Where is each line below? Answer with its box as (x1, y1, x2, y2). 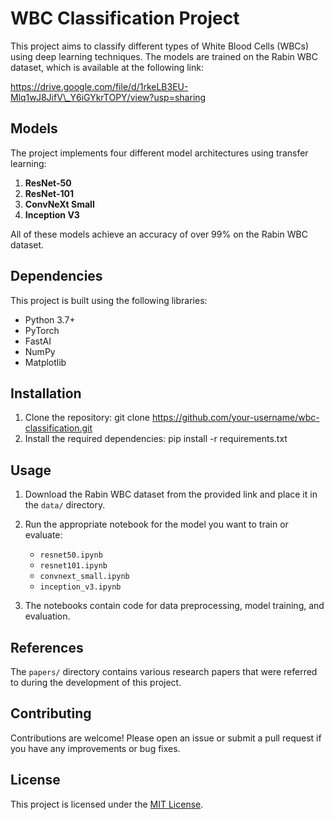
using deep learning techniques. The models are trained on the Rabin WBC (10, 50, 318, 62)
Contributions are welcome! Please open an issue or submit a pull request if (10, 732, 322, 744)
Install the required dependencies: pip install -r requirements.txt (24, 433, 288, 445)
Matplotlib (24, 356, 67, 368)
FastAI (24, 335, 52, 347)
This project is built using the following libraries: (10, 294, 208, 306)
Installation (10, 385, 82, 402)
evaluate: (24, 529, 63, 541)
